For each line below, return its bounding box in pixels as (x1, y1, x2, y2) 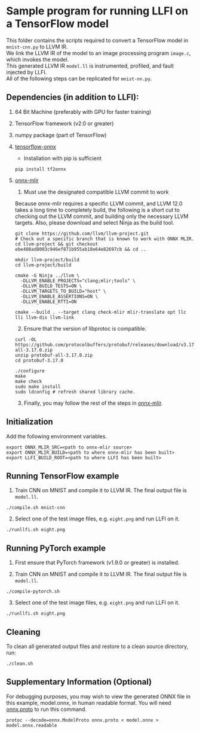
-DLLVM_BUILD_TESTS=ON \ (20, 283, 82, 289)
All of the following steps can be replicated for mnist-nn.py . (6, 75, 152, 82)
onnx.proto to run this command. (6, 705, 87, 713)
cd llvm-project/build (14, 262, 72, 268)
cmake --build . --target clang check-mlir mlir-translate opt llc (14, 309, 186, 315)
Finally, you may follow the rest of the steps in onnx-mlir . (23, 399, 163, 407)
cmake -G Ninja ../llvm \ (14, 272, 79, 278)
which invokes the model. (6, 56, 69, 63)
